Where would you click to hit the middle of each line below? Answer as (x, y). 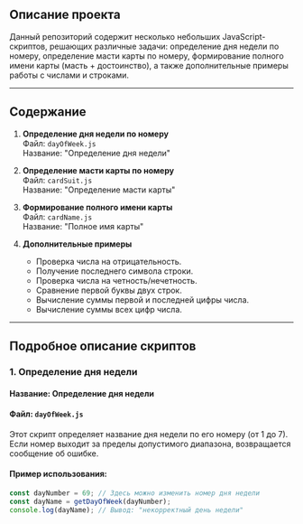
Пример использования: (58, 474)
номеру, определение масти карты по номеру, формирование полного (147, 56)
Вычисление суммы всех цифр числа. (109, 309)
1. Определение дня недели (73, 371)
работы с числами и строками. (69, 75)
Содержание (48, 112)
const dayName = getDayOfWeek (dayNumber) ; (90, 501)
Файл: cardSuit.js (57, 180)
